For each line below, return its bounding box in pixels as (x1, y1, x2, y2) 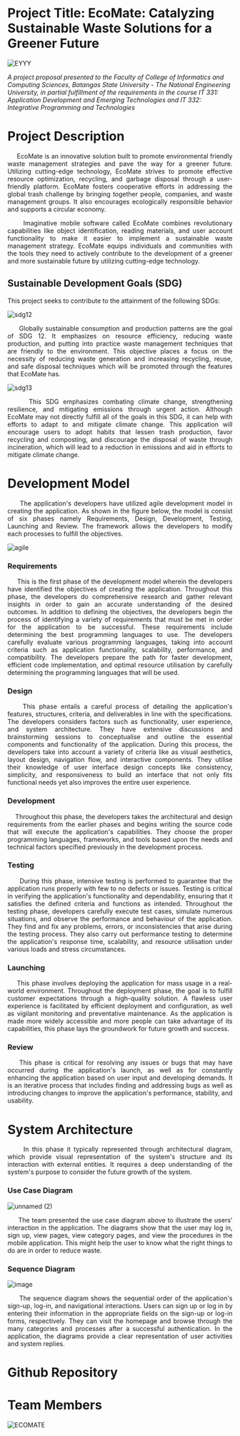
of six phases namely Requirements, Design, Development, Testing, (7, 514, 233, 523)
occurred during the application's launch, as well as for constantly (7, 1066, 233, 1075)
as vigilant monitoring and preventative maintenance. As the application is (7, 1009, 233, 1018)
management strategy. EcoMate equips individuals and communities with (7, 241, 233, 250)
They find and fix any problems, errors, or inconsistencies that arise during (7, 922, 233, 930)
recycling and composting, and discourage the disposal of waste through (7, 435, 233, 443)
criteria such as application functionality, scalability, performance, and (7, 645, 233, 654)
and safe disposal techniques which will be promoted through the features (7, 362, 233, 371)
